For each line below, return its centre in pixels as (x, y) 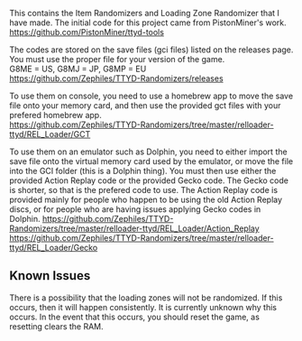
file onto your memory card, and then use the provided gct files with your (145, 106)
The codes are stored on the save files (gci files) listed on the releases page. (151, 50)
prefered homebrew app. (55, 115)
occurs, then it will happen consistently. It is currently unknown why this (143, 307)
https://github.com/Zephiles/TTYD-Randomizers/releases (116, 78)
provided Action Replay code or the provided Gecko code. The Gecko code (149, 180)
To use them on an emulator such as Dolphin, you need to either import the (148, 152)
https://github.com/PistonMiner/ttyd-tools (87, 32)
